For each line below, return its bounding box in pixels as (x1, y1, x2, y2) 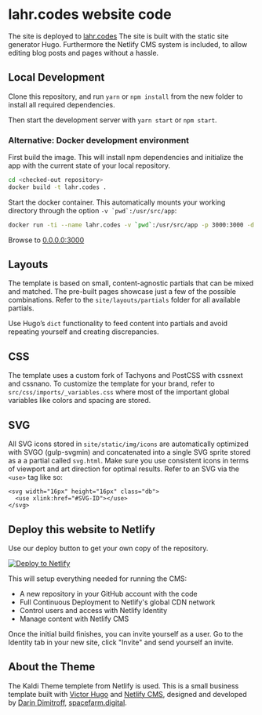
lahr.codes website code (8, 5, 172, 24)
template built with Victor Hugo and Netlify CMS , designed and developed (8, 689, 247, 699)
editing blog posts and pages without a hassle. (8, 48, 159, 57)
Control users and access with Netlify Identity (19, 605, 167, 615)
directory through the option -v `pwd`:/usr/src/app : (8, 205, 177, 215)
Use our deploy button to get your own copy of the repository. (8, 543, 209, 553)
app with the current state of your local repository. (8, 161, 171, 170)
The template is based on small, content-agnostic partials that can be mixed (8, 278, 254, 288)
